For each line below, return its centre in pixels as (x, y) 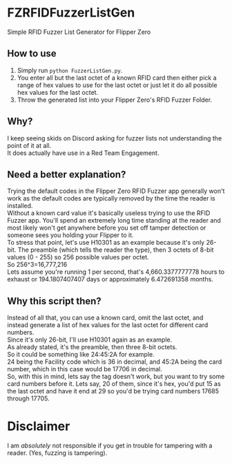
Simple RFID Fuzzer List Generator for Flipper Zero (79, 32)
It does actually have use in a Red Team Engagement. (83, 153)
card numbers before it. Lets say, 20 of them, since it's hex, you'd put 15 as (114, 384)
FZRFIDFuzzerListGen (71, 13)
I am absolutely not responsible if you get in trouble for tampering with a (110, 446)
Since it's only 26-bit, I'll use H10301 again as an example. (90, 340)
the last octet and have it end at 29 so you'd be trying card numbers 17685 (113, 391)
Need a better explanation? (67, 174)
